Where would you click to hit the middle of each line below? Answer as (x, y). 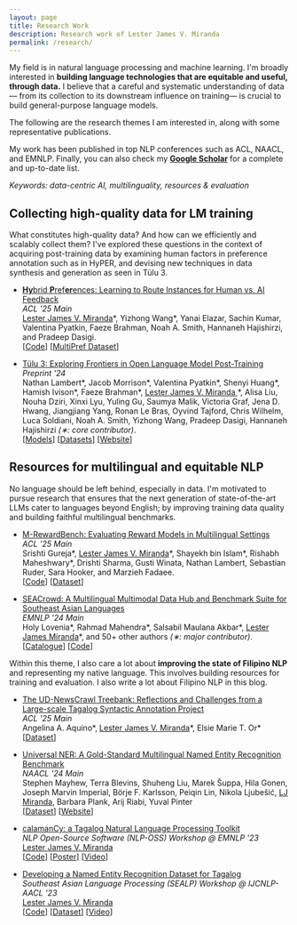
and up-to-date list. (44, 168)
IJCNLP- (263, 883)
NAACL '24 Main (53, 773)
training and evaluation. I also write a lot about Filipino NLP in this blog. (138, 682)
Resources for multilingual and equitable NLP (137, 467)
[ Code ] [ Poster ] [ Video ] (65, 857)
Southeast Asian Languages (73, 608)
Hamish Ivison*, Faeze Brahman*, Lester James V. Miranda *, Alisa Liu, (150, 392)
